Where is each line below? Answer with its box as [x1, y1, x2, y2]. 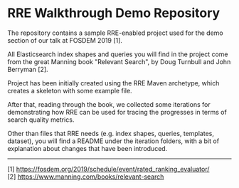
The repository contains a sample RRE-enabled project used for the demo [7, 28, 223, 37]
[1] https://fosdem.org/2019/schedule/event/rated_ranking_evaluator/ [7, 164, 210, 173]
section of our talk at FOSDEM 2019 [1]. [7, 36, 123, 44]
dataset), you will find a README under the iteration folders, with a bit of [7, 137, 219, 145]
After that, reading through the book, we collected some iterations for [7, 100, 211, 108]
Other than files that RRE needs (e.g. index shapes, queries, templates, [7, 129, 215, 137]
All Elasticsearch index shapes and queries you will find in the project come [7, 50, 228, 58]
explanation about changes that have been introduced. [7, 144, 168, 152]
